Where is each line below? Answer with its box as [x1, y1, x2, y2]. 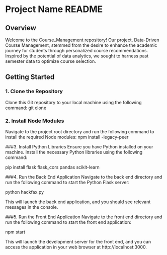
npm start [5, 229, 26, 235]
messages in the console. [5, 204, 58, 210]
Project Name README [5, 4, 103, 15]
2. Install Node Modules [5, 117, 64, 124]
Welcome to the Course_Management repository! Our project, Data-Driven [5, 37, 159, 43]
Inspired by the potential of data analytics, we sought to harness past [5, 53, 149, 59]
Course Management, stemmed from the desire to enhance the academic [5, 42, 157, 48]
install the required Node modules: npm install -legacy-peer [5, 134, 129, 140]
